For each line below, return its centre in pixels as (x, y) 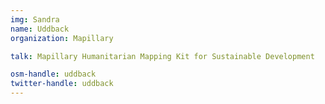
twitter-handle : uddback (62, 84)
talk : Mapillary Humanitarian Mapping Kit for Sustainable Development (162, 56)
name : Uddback (40, 29)
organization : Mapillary (62, 38)
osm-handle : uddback (53, 74)
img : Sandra (35, 19)
